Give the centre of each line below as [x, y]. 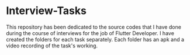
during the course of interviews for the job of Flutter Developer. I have [90, 33]
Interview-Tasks [46, 11]
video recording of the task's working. [52, 46]
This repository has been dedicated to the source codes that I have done [94, 27]
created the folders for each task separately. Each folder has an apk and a [95, 39]
